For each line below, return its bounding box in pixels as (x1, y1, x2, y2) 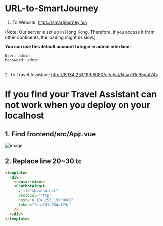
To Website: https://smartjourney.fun (12, 19, 87, 25)
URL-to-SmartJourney (5, 3, 99, 14)
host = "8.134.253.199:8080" (18, 198, 74, 203)
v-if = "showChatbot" (18, 188, 58, 193)
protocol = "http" (18, 193, 52, 198)
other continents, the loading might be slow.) (5, 34, 96, 40)
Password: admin (5, 57, 39, 62)
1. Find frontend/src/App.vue (5, 130, 96, 138)
